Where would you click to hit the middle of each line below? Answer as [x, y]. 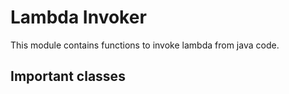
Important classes [68, 76]
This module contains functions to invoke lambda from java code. [145, 45]
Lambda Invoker [78, 17]
